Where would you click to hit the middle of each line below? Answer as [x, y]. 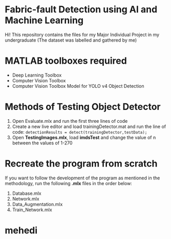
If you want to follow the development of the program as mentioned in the [82, 178]
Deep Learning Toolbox [37, 75]
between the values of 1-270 [42, 143]
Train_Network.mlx [32, 210]
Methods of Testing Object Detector [83, 107]
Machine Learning [44, 20]
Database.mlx [27, 193]
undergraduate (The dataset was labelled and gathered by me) [71, 40]
